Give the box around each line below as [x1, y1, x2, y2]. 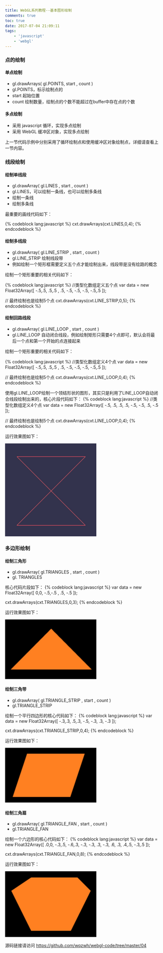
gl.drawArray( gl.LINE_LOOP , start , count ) [12, 326, 99, 332]
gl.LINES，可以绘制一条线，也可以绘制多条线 [12, 189, 102, 195]
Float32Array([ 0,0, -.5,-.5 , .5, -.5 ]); [5, 590, 78, 596]
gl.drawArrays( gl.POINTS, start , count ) [12, 81, 93, 87]
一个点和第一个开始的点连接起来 [16, 338, 81, 344]
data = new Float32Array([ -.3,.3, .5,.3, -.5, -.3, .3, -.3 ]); [5, 718, 117, 724]
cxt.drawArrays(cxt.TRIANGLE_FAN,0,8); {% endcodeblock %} [5, 851, 130, 857]
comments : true [5, 13, 36, 18]
